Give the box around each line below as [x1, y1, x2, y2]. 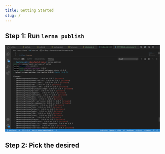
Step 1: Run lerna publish [5, 32, 84, 40]
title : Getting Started [5, 8, 54, 13]
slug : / [5, 13, 21, 18]
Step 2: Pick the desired [5, 141, 80, 150]
